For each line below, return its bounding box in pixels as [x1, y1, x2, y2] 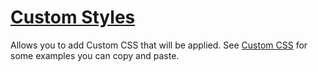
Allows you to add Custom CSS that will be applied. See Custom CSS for [10, 39, 308, 51]
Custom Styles [10, 6, 136, 29]
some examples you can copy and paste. [10, 49, 180, 61]
